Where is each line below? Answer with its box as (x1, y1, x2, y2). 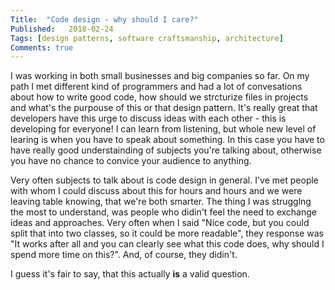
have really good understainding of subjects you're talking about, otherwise (10, 144, 322, 156)
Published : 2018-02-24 (10, 24, 114, 34)
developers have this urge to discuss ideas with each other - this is (10, 112, 287, 125)
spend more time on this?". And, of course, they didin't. (10, 249, 238, 261)
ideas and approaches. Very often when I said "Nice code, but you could (10, 217, 310, 229)
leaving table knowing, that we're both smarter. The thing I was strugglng (10, 196, 312, 208)
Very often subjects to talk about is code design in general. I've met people (10, 174, 320, 186)
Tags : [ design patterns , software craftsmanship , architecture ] (10, 33, 284, 43)
